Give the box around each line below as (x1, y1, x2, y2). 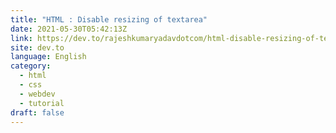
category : (10, 61, 52, 71)
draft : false (10, 107, 65, 118)
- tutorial (19, 98, 65, 108)
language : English (10, 52, 87, 62)
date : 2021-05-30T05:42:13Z (10, 24, 128, 34)
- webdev (19, 89, 56, 99)
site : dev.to (10, 42, 65, 53)
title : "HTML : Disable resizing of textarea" (10, 14, 208, 25)
